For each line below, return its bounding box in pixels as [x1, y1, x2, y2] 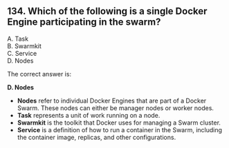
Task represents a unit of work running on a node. [17, 111, 161, 119]
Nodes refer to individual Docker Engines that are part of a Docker [17, 96, 207, 105]
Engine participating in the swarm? [7, 17, 161, 28]
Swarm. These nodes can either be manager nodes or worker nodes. [17, 103, 214, 112]
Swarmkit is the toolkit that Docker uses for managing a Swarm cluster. [17, 118, 221, 127]
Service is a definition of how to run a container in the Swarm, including [17, 125, 223, 134]
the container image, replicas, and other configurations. [17, 133, 176, 141]
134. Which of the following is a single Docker [7, 6, 208, 17]
